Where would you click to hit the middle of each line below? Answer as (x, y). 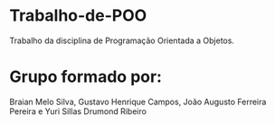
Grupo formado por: (86, 77)
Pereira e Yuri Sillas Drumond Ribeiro (78, 111)
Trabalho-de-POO (78, 16)
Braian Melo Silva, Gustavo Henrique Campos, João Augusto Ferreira (138, 102)
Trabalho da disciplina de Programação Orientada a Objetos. (122, 40)
